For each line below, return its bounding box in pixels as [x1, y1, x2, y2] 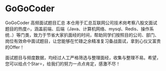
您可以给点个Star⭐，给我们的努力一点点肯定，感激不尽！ [5, 61, 121, 67]
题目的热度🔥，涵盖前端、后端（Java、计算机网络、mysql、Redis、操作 [5, 25, 150, 32]
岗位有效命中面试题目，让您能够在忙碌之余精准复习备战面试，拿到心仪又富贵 [5, 38, 161, 44]
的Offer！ [5, 44, 25, 50]
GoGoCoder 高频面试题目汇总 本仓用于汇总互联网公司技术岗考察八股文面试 [5, 20, 158, 25]
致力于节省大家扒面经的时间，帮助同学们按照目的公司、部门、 [34, 32, 160, 38]
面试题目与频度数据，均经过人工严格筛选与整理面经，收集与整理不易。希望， [5, 54, 161, 60]
